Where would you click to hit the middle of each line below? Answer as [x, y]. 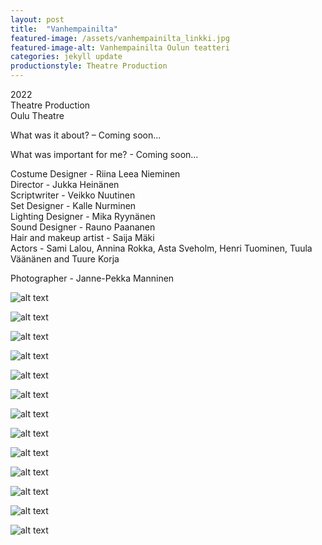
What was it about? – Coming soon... [86, 135]
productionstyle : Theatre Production [89, 66]
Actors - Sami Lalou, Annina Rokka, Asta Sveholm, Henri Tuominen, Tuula [161, 248]
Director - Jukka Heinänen [65, 184]
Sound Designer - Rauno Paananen [83, 227]
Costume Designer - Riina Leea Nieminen [95, 174]
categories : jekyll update [66, 57]
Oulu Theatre [37, 115]
